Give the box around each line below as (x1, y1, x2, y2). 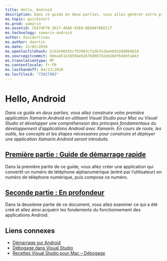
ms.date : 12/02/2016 (5, 44, 48, 49)
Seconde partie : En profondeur (5, 189, 104, 197)
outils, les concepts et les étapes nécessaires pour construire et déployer (5, 130, 156, 136)
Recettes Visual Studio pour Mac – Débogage (12, 250, 105, 256)
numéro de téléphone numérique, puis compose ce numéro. (5, 174, 128, 180)
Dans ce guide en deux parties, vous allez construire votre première (5, 110, 145, 116)
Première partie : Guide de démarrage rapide (5, 150, 146, 159)
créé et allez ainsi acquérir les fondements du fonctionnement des (5, 207, 141, 213)
